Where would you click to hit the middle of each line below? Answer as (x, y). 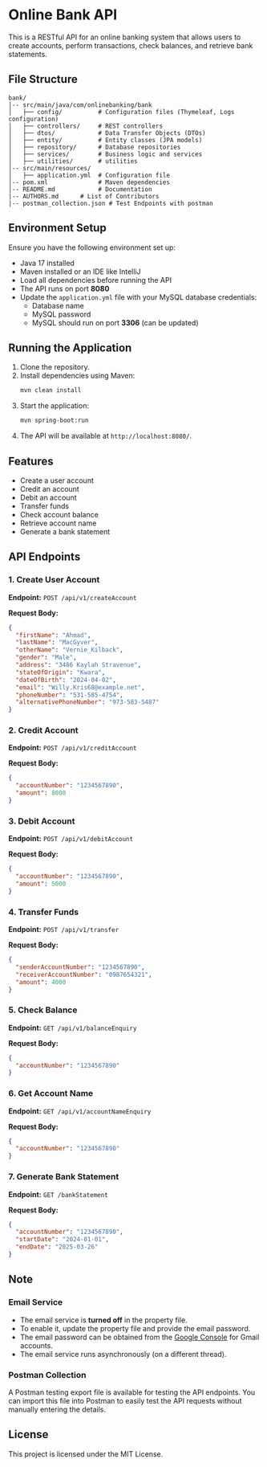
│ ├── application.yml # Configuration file (89, 175)
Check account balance (59, 514)
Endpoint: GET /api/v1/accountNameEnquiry (80, 1111)
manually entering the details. (57, 1409)
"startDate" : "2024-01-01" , (63, 1240)
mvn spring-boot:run (54, 421)
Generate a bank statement (65, 531)
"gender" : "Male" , (47, 658)
